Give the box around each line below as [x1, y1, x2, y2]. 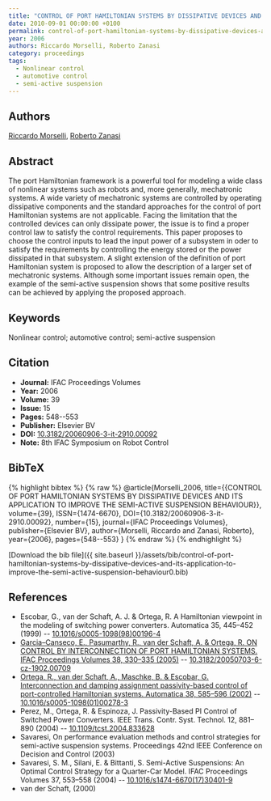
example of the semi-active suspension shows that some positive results [8, 279, 250, 289]
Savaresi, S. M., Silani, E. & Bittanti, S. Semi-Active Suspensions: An [19, 758, 244, 768]
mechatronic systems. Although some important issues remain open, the [8, 270, 250, 280]
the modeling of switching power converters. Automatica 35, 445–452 [19, 621, 254, 630]
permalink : [8, 27, 45, 35]
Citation [8, 356, 50, 370]
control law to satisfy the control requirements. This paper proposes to [8, 227, 244, 237]
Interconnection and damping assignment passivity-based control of [19, 680, 248, 690]
